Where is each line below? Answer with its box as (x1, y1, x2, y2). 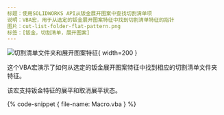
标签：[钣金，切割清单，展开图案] (7, 29, 90, 36)
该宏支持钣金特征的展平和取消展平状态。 (7, 86, 121, 94)
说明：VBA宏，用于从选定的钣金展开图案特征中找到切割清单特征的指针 (7, 16, 175, 23)
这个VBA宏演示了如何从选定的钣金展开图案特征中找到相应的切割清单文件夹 (7, 63, 218, 72)
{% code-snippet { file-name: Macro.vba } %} (7, 100, 137, 108)
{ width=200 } (98, 49, 138, 57)
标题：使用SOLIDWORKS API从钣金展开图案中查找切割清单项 (7, 10, 153, 17)
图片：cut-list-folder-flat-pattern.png (7, 23, 121, 29)
